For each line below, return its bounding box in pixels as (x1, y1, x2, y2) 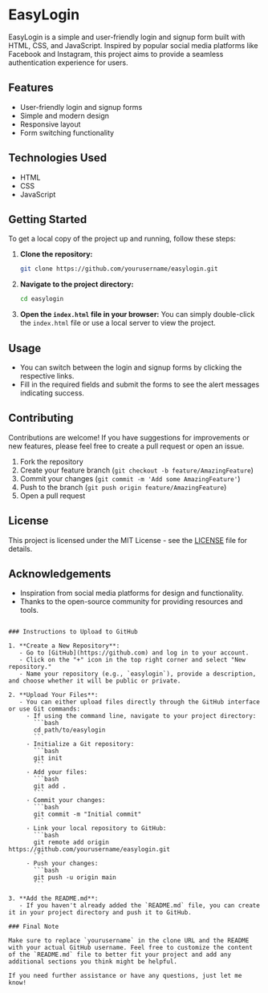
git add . (33, 782, 67, 791)
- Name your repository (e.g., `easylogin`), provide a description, (18, 670, 257, 679)
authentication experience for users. (8, 58, 128, 67)
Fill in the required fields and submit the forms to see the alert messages (19, 379, 260, 389)
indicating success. (19, 387, 84, 398)
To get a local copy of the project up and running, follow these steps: (8, 234, 237, 244)
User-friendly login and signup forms (19, 102, 143, 111)
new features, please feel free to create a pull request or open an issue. (8, 441, 245, 451)
